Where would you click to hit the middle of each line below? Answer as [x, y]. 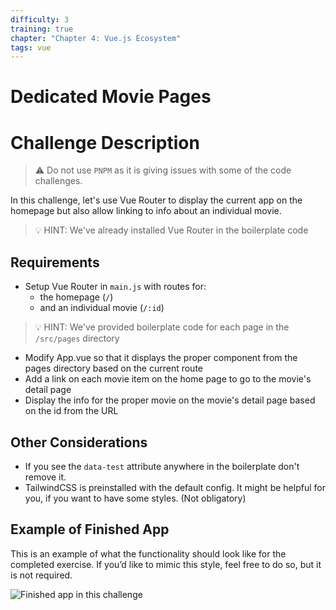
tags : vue [31, 47]
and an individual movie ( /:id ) [102, 308]
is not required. [41, 575]
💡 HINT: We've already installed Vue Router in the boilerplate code [171, 230]
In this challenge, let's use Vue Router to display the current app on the [156, 200]
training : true [42, 29]
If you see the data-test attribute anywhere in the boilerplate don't [162, 466]
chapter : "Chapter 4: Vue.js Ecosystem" [96, 38]
